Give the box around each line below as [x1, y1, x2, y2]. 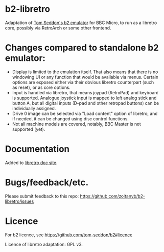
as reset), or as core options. [12, 84, 70, 90]
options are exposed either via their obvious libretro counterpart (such [12, 79, 154, 85]
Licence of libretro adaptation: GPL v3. [5, 241, 83, 247]
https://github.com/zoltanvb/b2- [80, 193, 145, 199]
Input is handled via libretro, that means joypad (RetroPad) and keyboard [12, 89, 159, 95]
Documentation [5, 143, 70, 155]
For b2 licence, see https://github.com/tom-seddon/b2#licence [5, 232, 133, 238]
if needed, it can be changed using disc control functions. [12, 115, 129, 121]
